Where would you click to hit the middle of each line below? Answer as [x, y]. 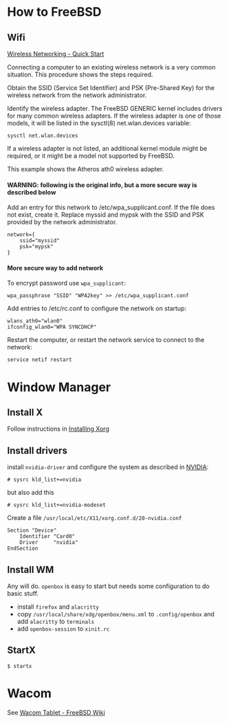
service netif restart [40, 360]
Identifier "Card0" [47, 537]
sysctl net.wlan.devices [43, 136]
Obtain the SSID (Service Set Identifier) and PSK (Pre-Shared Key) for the [111, 88]
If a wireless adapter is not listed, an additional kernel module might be [107, 148]
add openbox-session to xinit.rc [63, 629]
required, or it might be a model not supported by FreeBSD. [91, 156]
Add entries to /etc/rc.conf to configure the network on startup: [97, 309]
